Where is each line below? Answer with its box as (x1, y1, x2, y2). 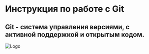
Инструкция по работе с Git (5, 3, 124, 15)
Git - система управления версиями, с (5, 23, 130, 31)
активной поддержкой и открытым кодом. (5, 30, 145, 38)
